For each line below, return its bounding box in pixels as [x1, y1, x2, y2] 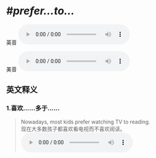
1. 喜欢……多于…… [6, 104, 60, 113]
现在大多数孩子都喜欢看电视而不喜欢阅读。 [20, 125, 126, 132]
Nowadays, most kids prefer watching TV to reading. [20, 118, 151, 125]
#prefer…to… [6, 4, 75, 18]
